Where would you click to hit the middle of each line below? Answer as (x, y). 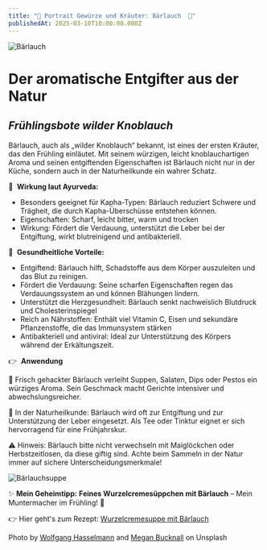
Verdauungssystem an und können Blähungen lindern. (110, 293)
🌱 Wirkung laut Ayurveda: (53, 186)
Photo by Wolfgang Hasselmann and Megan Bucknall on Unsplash (118, 537)
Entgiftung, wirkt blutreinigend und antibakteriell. (101, 236)
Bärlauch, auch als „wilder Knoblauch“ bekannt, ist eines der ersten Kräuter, (134, 145)
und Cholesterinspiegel (59, 310)
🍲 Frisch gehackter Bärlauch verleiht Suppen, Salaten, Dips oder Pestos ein (133, 379)
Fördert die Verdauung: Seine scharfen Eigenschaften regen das (126, 285)
